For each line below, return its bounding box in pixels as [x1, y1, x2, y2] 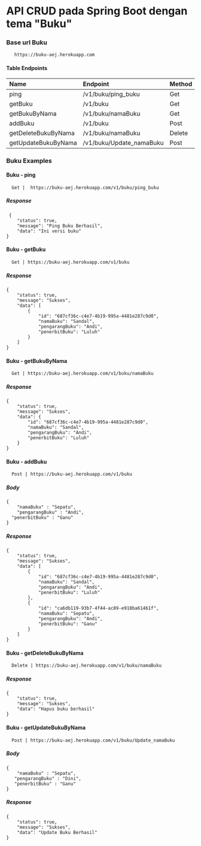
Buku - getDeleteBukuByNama [6, 649, 84, 657]
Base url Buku [6, 38, 48, 47]
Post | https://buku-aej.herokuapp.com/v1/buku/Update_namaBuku [11, 737, 175, 744]
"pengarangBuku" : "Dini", [14, 775, 82, 781]
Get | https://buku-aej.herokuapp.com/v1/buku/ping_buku [11, 185, 160, 191]
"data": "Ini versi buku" [17, 228, 82, 234]
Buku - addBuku [6, 458, 47, 465]
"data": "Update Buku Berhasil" [17, 829, 98, 835]
